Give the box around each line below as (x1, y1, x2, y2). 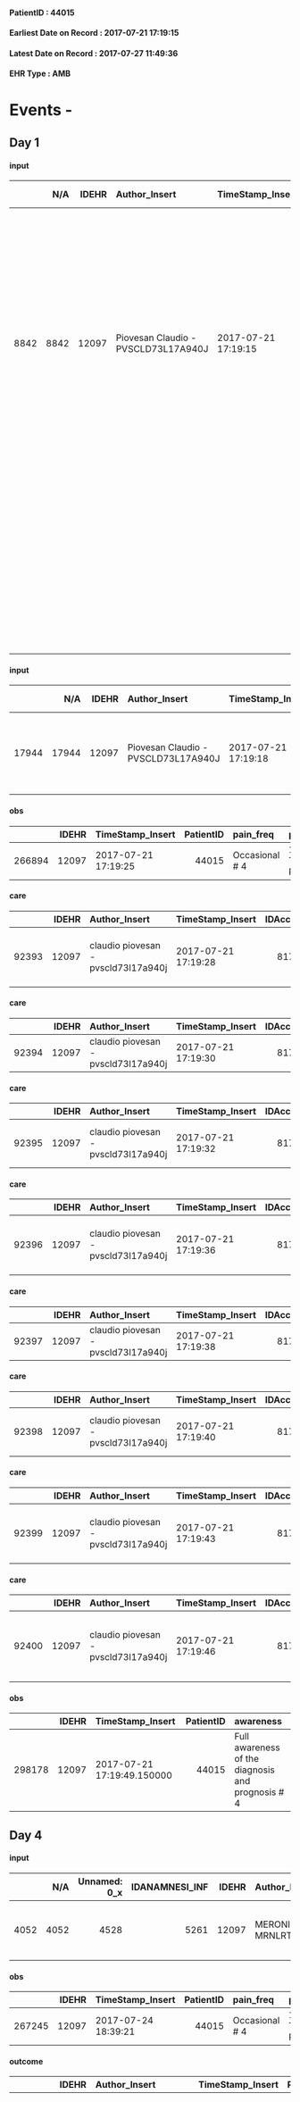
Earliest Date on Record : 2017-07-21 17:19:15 (9, 28, 179, 38)
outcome (9, 2056, 44, 2066)
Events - (9, 99, 73, 120)
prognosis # (234, 1786, 285, 1798)
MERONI (254, 1918, 291, 1931)
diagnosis (234, 1764, 275, 1776)
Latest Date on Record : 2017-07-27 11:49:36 (9, 47, 179, 58)
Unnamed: (78, 1875, 123, 1888)
